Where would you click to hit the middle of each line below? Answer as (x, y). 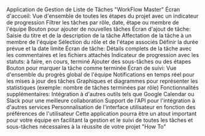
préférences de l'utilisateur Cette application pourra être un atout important (102, 114)
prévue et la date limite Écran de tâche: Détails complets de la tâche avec (99, 48)
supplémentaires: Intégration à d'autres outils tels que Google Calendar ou (100, 94)
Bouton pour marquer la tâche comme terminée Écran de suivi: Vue (91, 68)
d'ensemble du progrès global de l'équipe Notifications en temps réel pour (100, 74)
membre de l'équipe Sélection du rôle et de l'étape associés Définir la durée (102, 42)
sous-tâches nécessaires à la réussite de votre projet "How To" (87, 127)
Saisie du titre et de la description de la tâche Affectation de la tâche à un (99, 36)
